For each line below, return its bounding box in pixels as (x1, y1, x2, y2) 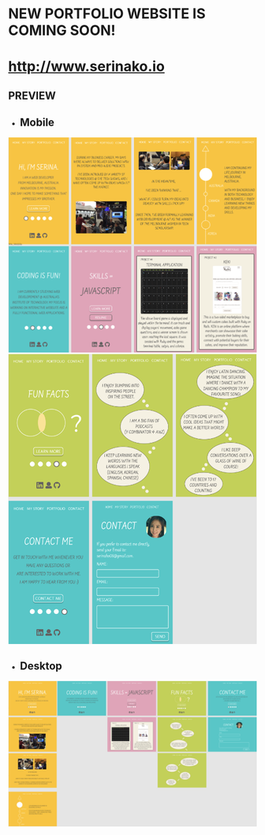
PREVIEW (8, 88, 57, 103)
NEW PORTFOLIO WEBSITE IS (8, 5, 207, 23)
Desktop (19, 660, 63, 673)
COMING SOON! (8, 21, 116, 39)
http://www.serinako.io (8, 58, 166, 76)
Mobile (19, 116, 55, 129)
